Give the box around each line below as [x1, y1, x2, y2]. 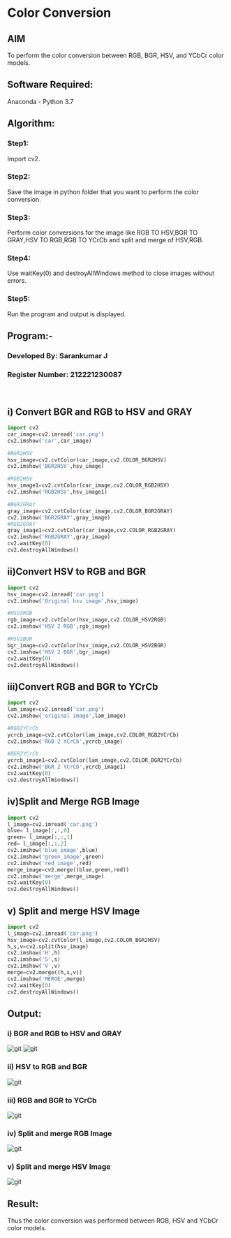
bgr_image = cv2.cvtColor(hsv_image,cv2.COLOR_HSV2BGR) [7, 642, 167, 649]
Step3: [7, 212, 31, 222]
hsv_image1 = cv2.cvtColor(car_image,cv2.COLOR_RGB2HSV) [7, 482, 170, 489]
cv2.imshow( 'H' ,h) [7, 950, 61, 957]
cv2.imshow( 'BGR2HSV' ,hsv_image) [7, 463, 105, 470]
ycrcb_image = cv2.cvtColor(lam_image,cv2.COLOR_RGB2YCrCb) [7, 731, 179, 738]
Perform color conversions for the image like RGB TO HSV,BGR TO [7, 228, 198, 237]
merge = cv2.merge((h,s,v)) [7, 969, 82, 976]
